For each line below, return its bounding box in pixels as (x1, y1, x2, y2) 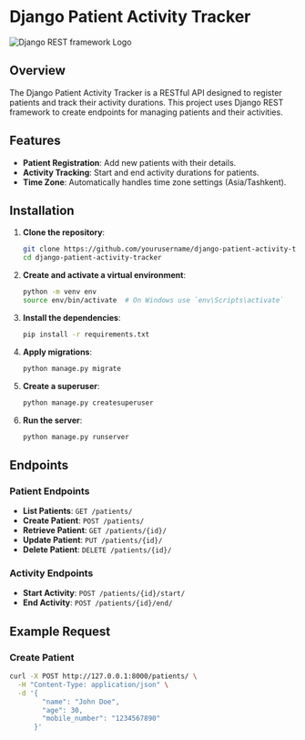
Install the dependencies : (22, 312, 121, 323)
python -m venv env (22, 287, 97, 297)
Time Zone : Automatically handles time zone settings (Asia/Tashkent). (22, 176, 287, 188)
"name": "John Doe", (42, 697, 120, 706)
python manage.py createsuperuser (22, 398, 154, 407)
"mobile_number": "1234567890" (42, 714, 161, 724)
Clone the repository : (22, 227, 106, 238)
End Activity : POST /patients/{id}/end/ (22, 597, 173, 608)
